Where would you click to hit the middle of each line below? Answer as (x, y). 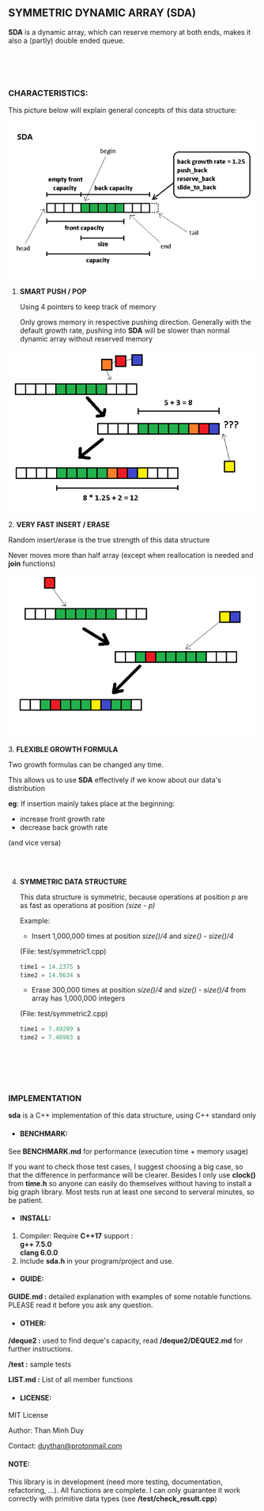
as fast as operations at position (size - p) (87, 905)
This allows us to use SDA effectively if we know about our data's (115, 780)
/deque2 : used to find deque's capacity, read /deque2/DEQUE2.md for (126, 1341)
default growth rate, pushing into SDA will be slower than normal (125, 330)
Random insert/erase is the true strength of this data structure (109, 540)
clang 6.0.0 (39, 1253)
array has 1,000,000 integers (78, 998)
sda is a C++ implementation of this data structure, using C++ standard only (132, 1115)
